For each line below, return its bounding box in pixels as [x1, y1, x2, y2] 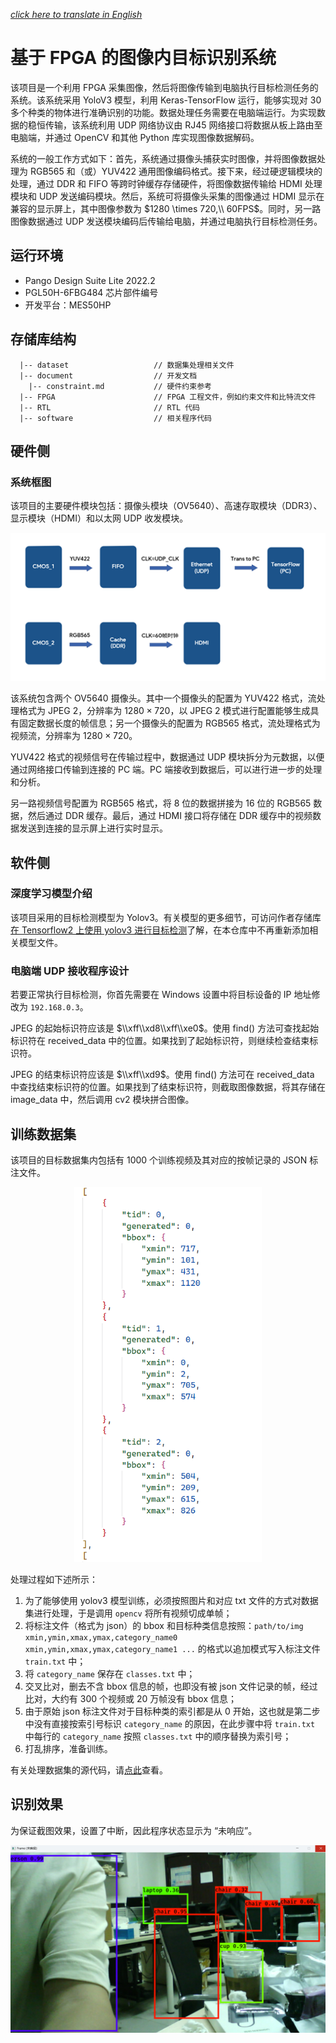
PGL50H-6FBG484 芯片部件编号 [24, 286, 159, 298]
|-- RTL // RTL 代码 [19, 402, 200, 413]
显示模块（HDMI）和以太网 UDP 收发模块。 [10, 512, 189, 524]
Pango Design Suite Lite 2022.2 [24, 274, 156, 286]
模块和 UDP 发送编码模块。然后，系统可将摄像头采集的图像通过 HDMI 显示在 [10, 190, 325, 202]
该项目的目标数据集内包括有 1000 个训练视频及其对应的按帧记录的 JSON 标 [10, 1154, 319, 1166]
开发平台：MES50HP [24, 299, 112, 311]
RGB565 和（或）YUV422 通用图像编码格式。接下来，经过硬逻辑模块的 [29, 165, 323, 177]
